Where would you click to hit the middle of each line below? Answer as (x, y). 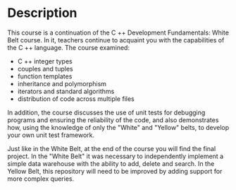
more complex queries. (41, 179)
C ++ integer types (45, 61)
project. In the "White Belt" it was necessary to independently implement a (116, 156)
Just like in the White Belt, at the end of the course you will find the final (112, 148)
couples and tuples (45, 69)
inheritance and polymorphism (62, 83)
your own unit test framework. (51, 135)
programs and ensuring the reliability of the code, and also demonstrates (113, 120)
